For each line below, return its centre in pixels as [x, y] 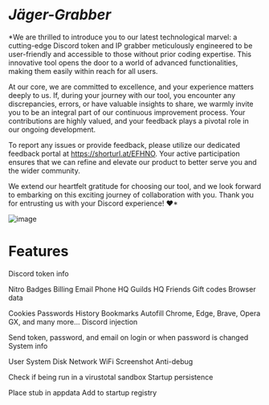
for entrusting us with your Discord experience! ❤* [93, 203]
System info [28, 346]
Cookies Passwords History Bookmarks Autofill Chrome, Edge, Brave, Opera [134, 313]
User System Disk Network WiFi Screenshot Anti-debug [101, 361]
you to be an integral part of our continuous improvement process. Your [127, 112]
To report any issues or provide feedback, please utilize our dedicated [124, 145]
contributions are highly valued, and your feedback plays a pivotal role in [128, 121]
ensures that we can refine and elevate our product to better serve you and [132, 162]
